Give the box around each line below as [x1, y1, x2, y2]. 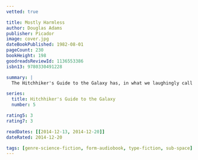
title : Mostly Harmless [6, 19, 65, 26]
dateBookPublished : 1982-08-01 [6, 42, 84, 48]
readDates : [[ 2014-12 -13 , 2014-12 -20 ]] [6, 128, 105, 134]
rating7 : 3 [6, 118, 33, 124]
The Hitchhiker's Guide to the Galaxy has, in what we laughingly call [11, 80, 193, 86]
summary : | [6, 74, 33, 80]
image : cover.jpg [6, 36, 49, 42]
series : [6, 90, 26, 97]
